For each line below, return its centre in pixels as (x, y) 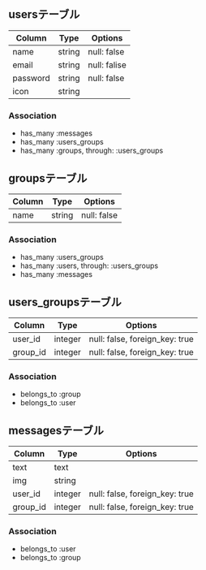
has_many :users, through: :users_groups (89, 266)
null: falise (107, 65)
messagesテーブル (56, 430)
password (31, 78)
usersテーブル (44, 15)
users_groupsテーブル (65, 302)
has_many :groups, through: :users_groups (92, 151)
